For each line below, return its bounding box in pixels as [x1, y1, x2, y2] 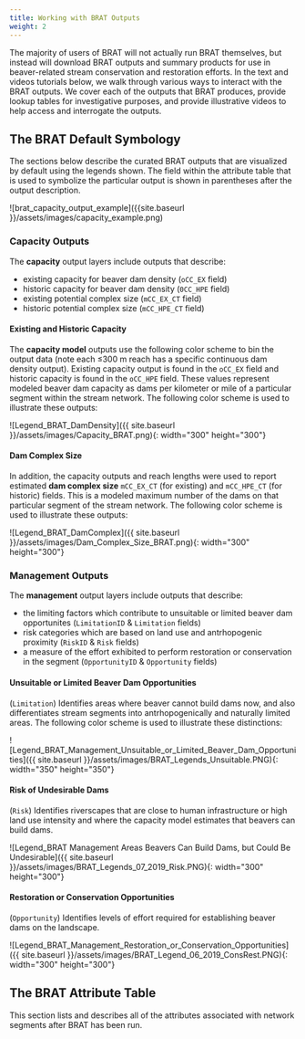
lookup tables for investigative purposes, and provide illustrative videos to [9, 95, 287, 106]
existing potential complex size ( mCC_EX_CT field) [22, 293, 202, 304]
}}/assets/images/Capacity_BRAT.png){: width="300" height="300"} [9, 429, 267, 440]
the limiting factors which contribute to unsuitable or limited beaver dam [22, 608, 293, 619]
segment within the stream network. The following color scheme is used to [9, 392, 290, 403]
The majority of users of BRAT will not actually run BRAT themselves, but [9, 47, 282, 58]
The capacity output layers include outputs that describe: [9, 256, 226, 267]
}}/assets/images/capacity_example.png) [9, 212, 164, 224]
